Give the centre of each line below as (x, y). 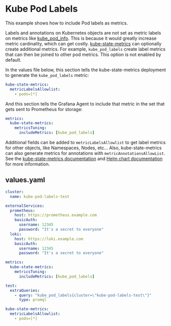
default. (14, 60)
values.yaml (25, 180)
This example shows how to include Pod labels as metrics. (67, 23)
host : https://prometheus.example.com (56, 215)
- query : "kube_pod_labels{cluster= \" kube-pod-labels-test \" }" (83, 295)
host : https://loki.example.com (49, 239)
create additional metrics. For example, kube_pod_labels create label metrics (86, 49)
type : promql (33, 300)
